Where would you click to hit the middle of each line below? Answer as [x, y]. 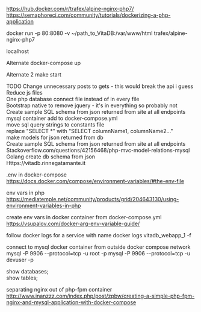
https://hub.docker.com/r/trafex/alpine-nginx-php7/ [70, 9]
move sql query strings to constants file [55, 125]
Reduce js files [25, 92]
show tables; [22, 278]
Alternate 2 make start [34, 74]
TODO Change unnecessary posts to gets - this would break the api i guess [100, 86]
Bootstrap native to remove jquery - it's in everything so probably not [92, 105]
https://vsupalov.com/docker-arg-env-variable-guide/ [73, 223]
